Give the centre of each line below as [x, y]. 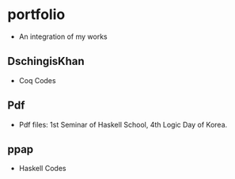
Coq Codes [37, 80]
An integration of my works [63, 36]
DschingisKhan [46, 61]
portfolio [36, 15]
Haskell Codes [42, 169]
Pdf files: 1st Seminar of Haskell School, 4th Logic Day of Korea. [123, 124]
